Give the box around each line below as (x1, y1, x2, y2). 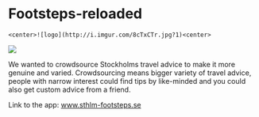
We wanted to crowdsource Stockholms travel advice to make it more (8, 59, 236, 69)
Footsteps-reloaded (8, 5, 143, 23)
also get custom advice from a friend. (8, 85, 131, 94)
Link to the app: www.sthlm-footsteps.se (8, 100, 141, 109)
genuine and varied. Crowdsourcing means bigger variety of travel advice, (8, 68, 252, 77)
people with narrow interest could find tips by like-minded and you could (8, 76, 246, 85)
